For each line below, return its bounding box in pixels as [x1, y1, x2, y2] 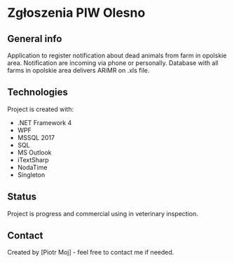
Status [7, 191, 37, 203]
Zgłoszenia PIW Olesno [7, 5, 146, 21]
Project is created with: [7, 105, 74, 113]
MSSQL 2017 [17, 133, 55, 141]
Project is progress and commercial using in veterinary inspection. [7, 209, 198, 218]
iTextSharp [17, 155, 49, 164]
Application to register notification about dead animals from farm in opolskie [7, 51, 227, 59]
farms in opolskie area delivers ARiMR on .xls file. [7, 66, 150, 74]
